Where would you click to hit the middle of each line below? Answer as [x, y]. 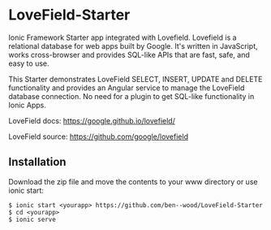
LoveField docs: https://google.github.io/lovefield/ [92, 120]
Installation [37, 162]
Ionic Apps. [27, 105]
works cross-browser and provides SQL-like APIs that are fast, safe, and [129, 54]
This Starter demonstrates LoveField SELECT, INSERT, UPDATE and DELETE [135, 79]
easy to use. [29, 63]
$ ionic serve [32, 219]
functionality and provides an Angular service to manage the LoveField [127, 88]
